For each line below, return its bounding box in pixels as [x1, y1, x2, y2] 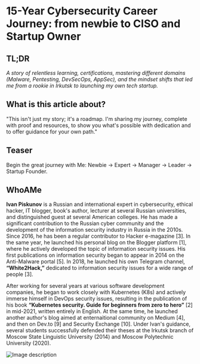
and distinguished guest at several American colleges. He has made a [6, 214, 178, 221]
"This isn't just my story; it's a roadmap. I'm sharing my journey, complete [6, 115, 187, 122]
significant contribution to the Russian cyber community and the [6, 220, 164, 227]
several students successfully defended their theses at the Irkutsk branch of [6, 327, 194, 334]
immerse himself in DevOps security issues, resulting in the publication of [6, 295, 187, 302]
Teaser [6, 145, 33, 156]
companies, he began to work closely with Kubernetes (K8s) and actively [6, 289, 186, 296]
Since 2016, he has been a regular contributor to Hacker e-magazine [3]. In [6, 232, 191, 240]
